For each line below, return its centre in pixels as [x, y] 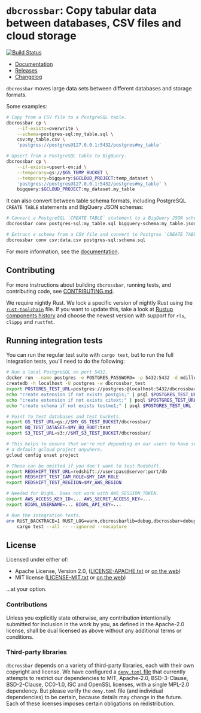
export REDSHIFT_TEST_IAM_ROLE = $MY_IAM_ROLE [63, 477]
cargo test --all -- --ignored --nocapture [72, 527]
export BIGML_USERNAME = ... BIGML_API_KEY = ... [64, 504]
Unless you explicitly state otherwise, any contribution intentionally [89, 618]
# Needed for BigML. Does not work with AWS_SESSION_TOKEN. [83, 494]
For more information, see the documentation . [63, 251]
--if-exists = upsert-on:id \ [52, 167]
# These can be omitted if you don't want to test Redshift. [84, 466]
